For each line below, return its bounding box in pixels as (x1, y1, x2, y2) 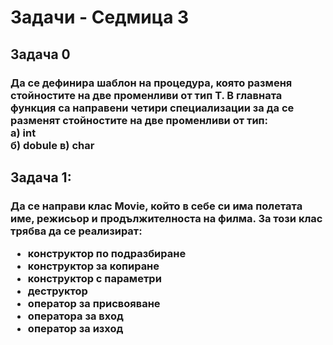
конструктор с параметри (27, 272, 162, 286)
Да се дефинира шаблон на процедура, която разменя (10, 76, 293, 90)
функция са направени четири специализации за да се (10, 101, 295, 115)
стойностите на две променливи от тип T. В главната (10, 88, 283, 102)
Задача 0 (10, 46, 71, 63)
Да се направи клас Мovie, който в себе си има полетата (10, 199, 303, 213)
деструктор (27, 284, 88, 298)
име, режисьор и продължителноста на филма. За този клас (10, 211, 323, 225)
